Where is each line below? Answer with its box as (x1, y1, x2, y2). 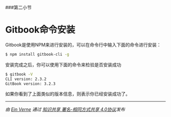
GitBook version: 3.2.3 (5, 81, 56, 86)
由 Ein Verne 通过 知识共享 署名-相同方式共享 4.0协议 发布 (5, 106, 126, 112)
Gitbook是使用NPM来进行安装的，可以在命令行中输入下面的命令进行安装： (5, 42, 161, 48)
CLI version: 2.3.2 (5, 76, 47, 82)
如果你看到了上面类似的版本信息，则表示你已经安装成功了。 (5, 91, 130, 97)
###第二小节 (5, 5, 32, 10)
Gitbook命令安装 (5, 24, 75, 35)
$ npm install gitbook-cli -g (5, 52, 70, 57)
